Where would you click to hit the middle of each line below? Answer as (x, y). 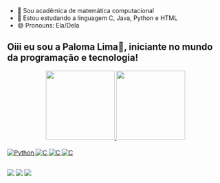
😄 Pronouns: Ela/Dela (48, 25)
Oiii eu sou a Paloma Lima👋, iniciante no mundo (110, 47)
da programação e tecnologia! (73, 58)
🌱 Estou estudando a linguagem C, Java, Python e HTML (97, 18)
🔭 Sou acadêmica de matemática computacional (86, 11)
